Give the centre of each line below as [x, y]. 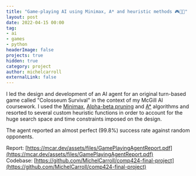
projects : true [25, 55]
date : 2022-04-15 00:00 [35, 22]
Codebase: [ [21, 161]
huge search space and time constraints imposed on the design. [84, 119]
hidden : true [22, 61]
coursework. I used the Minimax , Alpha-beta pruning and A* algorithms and [98, 107]
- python [17, 45]
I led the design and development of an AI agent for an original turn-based [96, 94]
